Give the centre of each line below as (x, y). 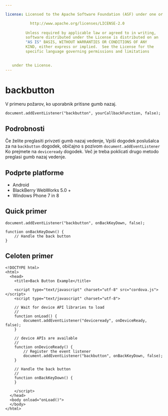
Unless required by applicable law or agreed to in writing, (91, 33)
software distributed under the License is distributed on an (92, 38)
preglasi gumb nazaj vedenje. (36, 157)
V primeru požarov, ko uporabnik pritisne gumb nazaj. (61, 104)
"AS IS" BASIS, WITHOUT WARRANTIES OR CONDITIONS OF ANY (86, 42)
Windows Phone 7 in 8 (36, 196)
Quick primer (26, 211)
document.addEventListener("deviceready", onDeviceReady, (85, 320)
